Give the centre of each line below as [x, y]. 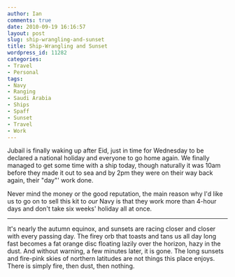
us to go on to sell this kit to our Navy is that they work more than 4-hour [112, 201]
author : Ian [24, 14]
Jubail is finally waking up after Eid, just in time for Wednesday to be [106, 150]
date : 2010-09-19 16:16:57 [47, 27]
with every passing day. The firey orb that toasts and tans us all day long [112, 236]
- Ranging [22, 92]
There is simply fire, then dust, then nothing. [71, 266]
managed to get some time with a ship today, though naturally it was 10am [114, 166]
